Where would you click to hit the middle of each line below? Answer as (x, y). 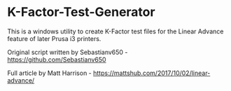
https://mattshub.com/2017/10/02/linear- (152, 73)
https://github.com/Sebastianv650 (57, 59)
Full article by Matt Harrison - (50, 73)
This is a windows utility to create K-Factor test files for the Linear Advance (115, 31)
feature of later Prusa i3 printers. (54, 38)
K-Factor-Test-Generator (81, 12)
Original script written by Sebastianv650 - (68, 52)
